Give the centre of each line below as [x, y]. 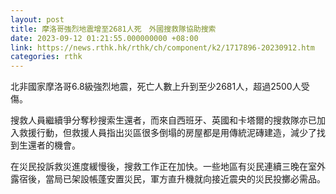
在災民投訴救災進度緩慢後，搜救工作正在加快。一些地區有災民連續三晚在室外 [168, 167]
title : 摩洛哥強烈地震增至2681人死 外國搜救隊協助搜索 [113, 29]
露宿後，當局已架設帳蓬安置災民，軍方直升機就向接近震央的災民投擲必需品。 [168, 179]
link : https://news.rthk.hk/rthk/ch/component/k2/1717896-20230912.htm [162, 47]
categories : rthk [46, 57]
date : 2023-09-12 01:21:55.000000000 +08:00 [104, 38]
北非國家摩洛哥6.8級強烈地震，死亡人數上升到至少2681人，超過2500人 [156, 87]
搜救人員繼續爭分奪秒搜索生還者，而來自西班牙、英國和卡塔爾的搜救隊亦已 [163, 120]
